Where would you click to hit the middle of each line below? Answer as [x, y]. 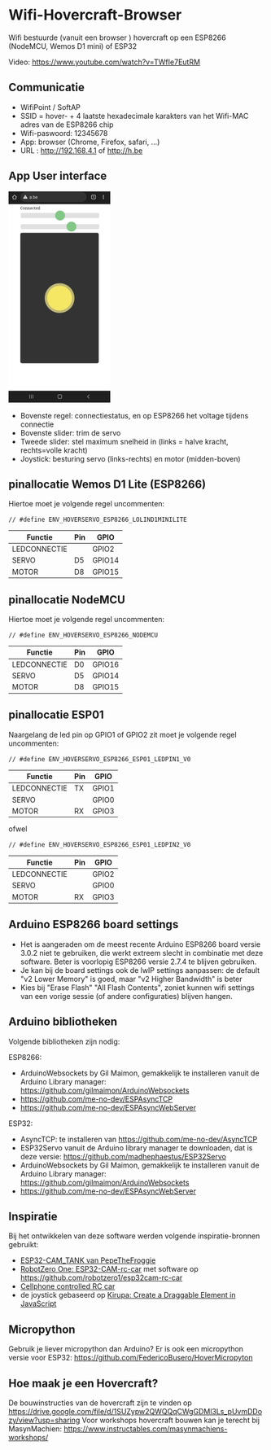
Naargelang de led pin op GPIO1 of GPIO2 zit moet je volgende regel [123, 734]
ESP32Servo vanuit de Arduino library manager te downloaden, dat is [136, 1148]
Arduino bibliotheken [63, 1022]
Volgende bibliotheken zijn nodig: [64, 1041]
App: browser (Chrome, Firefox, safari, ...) [90, 142]
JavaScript [38, 1303]
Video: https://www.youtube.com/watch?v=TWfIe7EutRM [105, 62]
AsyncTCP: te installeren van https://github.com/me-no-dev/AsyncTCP [139, 1139]
